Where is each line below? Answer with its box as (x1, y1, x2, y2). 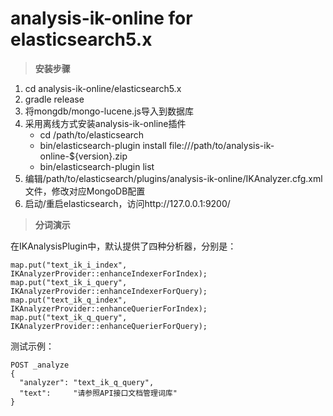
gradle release (24, 93, 85, 105)
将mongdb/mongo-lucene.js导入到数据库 (24, 105, 194, 117)
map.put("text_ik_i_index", (10, 260, 128, 270)
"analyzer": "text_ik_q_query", (19, 377, 155, 387)
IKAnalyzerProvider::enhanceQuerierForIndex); (10, 303, 208, 314)
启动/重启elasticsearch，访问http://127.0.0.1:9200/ (24, 197, 231, 209)
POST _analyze (10, 360, 70, 370)
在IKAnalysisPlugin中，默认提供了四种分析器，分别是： (10, 240, 237, 252)
